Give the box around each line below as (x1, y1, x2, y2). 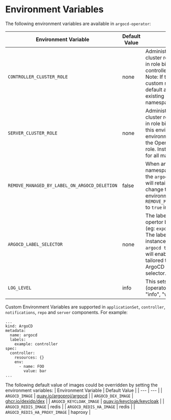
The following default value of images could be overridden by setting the (5, 382, 158, 388)
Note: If (145, 73, 163, 80)
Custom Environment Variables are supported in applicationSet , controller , (5, 303, 165, 310)
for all (145, 152, 159, 159)
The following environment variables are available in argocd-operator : (5, 20, 151, 27)
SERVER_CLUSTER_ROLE (8, 130, 58, 136)
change (145, 186, 164, 193)
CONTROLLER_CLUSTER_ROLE (8, 74, 68, 80)
